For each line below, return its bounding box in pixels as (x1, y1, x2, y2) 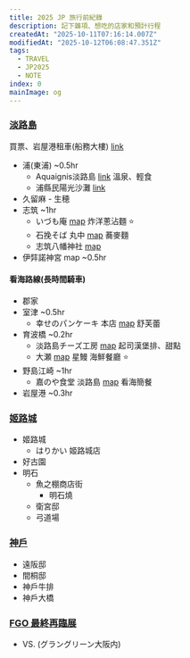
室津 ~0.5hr (21, 307, 65, 317)
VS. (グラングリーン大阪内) (21, 638, 121, 649)
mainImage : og (9, 87, 62, 96)
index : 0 (9, 79, 42, 88)
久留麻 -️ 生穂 (21, 193, 70, 204)
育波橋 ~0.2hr (21, 329, 73, 339)
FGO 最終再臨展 (9, 617, 78, 629)
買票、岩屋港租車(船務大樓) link (9, 140, 124, 152)
